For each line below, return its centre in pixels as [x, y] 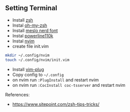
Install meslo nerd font [35, 30]
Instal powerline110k [33, 36]
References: [17, 94]
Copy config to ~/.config [38, 75]
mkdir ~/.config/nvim [27, 55]
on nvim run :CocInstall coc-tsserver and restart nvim [69, 85]
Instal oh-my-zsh [30, 25]
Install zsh [22, 20]
